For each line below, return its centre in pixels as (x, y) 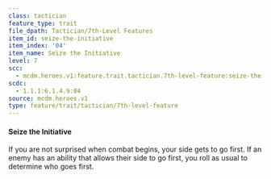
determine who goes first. (51, 167)
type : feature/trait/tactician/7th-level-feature (94, 106)
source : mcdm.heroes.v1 (48, 98)
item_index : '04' (38, 46)
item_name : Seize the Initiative (65, 53)
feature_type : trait (43, 23)
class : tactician (38, 16)
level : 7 (23, 61)
